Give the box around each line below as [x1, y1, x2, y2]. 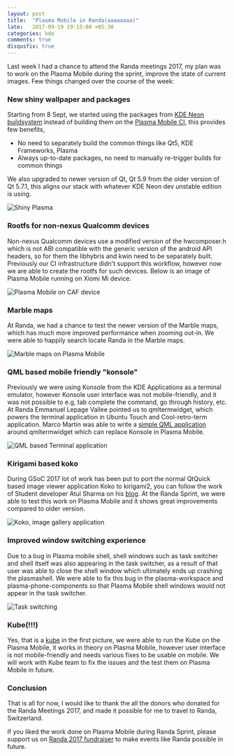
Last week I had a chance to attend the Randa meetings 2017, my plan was [7, 62, 221, 70]
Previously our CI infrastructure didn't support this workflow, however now [7, 259, 222, 267]
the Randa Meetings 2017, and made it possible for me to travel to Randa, [7, 706, 217, 715]
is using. [7, 190, 31, 198]
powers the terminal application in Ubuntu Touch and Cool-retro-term [7, 413, 207, 421]
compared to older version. [7, 504, 85, 513]
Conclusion [7, 683, 47, 693]
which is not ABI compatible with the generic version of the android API [7, 244, 212, 252]
